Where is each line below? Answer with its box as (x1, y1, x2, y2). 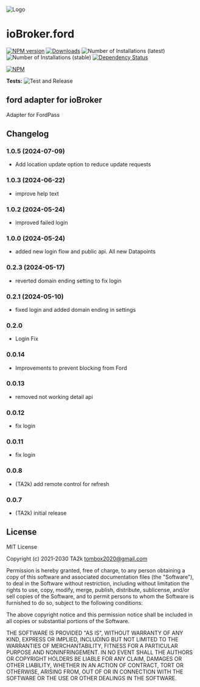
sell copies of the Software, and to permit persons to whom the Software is (6, 593, 195, 600)
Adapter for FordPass (6, 111, 60, 118)
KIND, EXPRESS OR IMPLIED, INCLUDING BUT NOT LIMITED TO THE (6, 635, 179, 643)
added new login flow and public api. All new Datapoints (15, 248, 156, 255)
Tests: (6, 77, 22, 85)
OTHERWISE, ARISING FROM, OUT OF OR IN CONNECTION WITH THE (6, 668, 184, 675)
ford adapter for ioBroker (6, 95, 102, 105)
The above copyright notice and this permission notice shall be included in (6, 611, 193, 618)
